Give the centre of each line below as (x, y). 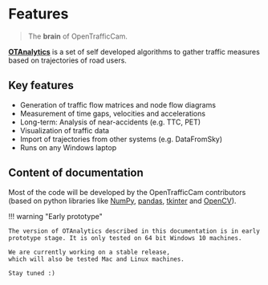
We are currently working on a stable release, (89, 252)
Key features (41, 85)
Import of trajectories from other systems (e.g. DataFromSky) (121, 139)
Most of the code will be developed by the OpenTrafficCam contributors (127, 192)
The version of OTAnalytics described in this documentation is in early (134, 231)
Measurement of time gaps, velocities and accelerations (113, 113)
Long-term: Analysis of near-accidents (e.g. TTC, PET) (110, 122)
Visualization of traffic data (65, 130)
